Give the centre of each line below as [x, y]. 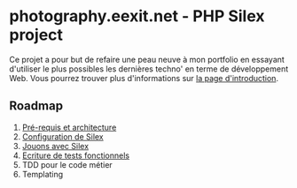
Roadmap [36, 106]
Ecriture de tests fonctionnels [76, 155]
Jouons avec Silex [55, 146]
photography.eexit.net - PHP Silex [137, 16]
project [36, 35]
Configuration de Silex [63, 136]
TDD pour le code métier [67, 164]
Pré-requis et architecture [69, 127]
